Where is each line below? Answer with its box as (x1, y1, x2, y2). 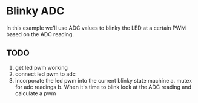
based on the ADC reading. (6, 30, 74, 37)
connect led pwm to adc (15, 70, 76, 78)
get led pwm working (15, 64, 68, 71)
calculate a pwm (15, 89, 56, 97)
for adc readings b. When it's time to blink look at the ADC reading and (15, 83, 192, 90)
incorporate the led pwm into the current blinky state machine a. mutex (15, 76, 193, 84)
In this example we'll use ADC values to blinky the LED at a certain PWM (6, 24, 186, 31)
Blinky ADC (6, 4, 65, 18)
